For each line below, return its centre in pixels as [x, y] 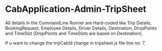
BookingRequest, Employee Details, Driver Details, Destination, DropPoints [81, 28]
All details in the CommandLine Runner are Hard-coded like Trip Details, [79, 23]
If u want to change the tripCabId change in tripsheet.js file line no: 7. [75, 43]
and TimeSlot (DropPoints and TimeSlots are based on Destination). [74, 33]
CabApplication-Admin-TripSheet [76, 9]
